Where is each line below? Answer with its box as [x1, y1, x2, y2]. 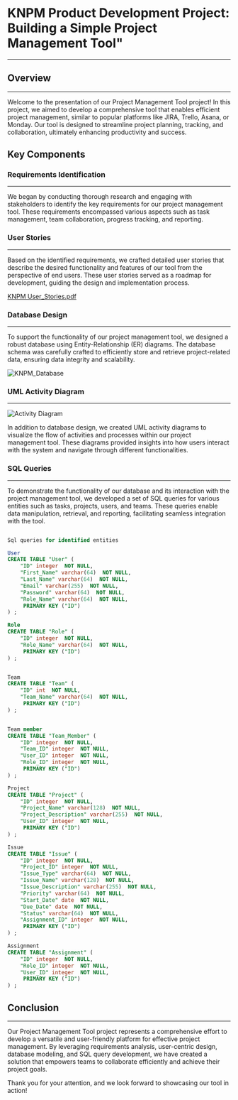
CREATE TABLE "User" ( [7, 556, 74, 563]
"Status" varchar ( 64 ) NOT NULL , [20, 910, 119, 917]
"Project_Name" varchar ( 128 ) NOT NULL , [20, 805, 141, 812]
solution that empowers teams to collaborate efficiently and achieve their [7, 1057, 220, 1066]
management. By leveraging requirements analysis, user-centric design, [7, 1042, 217, 1050]
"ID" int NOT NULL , [20, 687, 81, 694]
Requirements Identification [7, 170, 106, 180]
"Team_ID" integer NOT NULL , [20, 746, 110, 753]
